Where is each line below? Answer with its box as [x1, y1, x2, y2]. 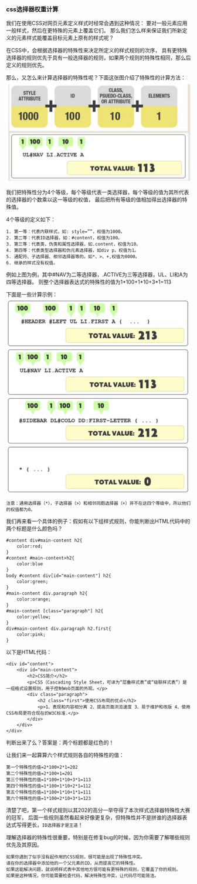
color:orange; [16, 596, 51, 602]
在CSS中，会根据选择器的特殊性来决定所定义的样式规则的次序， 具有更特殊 [6, 47, 188, 54]
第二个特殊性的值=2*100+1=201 [6, 770, 73, 776]
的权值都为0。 [6, 506, 35, 512]
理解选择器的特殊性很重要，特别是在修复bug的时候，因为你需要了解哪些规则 [6, 833, 191, 840]
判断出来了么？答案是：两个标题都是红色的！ [6, 739, 114, 746]
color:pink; [16, 631, 46, 638]
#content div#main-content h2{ [6, 537, 83, 543]
